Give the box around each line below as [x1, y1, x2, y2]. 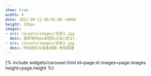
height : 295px [5, 21, 36, 27]
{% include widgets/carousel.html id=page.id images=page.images [5, 59, 146, 65]
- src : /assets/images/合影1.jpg [5, 31, 75, 36]
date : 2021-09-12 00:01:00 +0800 [5, 17, 76, 22]
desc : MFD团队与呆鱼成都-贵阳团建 [10, 45, 75, 50]
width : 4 [5, 12, 24, 17]
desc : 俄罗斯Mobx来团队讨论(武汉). [10, 36, 78, 41]
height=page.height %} [5, 65, 54, 71]
